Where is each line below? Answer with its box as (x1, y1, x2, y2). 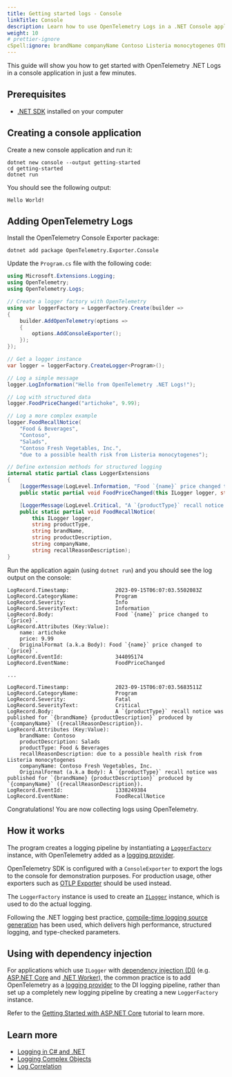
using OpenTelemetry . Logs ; (7, 285, 85, 293)
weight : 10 (7, 29, 39, 37)
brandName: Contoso (19, 732, 76, 739)
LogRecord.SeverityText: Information (7, 605, 150, 612)
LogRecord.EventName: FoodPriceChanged (7, 659, 166, 666)
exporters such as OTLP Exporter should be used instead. (7, 879, 172, 887)
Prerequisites (7, 89, 66, 100)
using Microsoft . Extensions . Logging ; (7, 273, 116, 280)
